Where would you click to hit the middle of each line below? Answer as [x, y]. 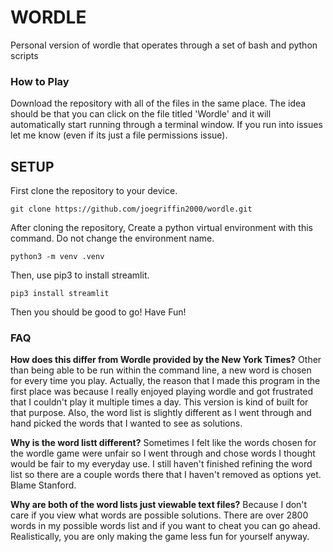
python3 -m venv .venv [57, 257]
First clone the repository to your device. [94, 191]
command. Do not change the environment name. [112, 238]
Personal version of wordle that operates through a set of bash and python [164, 45]
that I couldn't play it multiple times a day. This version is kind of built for [159, 402]
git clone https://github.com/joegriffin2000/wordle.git [131, 209]
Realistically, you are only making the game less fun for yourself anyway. [160, 537]
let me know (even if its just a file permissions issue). [119, 135]
